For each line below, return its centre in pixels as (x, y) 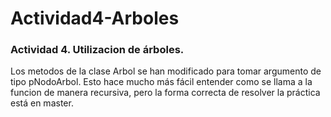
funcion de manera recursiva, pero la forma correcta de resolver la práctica (165, 93)
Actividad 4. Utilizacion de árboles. (97, 50)
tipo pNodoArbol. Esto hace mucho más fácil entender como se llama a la (161, 82)
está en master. (42, 103)
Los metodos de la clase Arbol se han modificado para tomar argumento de (166, 71)
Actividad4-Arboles (95, 18)
